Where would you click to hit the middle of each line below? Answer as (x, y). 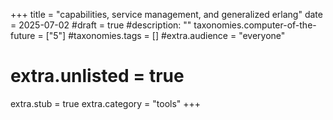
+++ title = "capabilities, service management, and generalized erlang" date (166, 14)
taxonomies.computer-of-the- (255, 25)
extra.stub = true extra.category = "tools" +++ (106, 103)
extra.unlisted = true (97, 76)
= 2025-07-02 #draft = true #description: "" (101, 25)
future (23, 35)
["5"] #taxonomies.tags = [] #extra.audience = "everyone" (165, 35)
